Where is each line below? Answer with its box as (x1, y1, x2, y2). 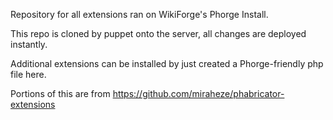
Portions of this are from (10, 88, 111, 99)
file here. (10, 69, 47, 80)
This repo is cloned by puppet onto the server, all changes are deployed (10, 28, 307, 39)
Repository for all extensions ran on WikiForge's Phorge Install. (10, 9, 269, 20)
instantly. (10, 39, 48, 50)
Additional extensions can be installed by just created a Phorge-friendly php (10, 58, 324, 69)
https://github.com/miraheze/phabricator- (112, 88, 285, 99)
